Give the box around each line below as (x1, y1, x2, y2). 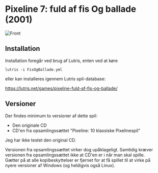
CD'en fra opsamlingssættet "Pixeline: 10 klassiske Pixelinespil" (12, 127, 141, 134)
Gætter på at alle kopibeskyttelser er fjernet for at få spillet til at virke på (5, 157, 151, 163)
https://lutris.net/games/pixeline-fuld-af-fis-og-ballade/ (5, 85, 118, 91)
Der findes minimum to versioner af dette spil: (5, 112, 98, 119)
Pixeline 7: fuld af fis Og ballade (5, 3, 136, 15)
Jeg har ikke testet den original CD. (5, 137, 77, 143)
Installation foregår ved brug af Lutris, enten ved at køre (5, 58, 118, 64)
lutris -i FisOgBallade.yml (5, 67, 63, 72)
